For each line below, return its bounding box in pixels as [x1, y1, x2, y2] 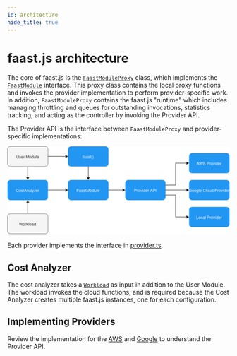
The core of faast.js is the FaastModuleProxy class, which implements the [7, 73, 218, 82]
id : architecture [7, 11, 59, 18]
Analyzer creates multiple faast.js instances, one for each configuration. [7, 295, 217, 304]
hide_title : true [7, 18, 59, 26]
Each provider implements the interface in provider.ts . [7, 241, 164, 250]
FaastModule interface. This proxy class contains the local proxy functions [7, 81, 221, 90]
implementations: [32, 132, 83, 141]
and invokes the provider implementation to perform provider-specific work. [7, 88, 228, 97]
